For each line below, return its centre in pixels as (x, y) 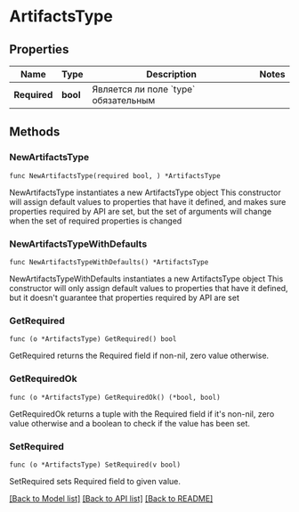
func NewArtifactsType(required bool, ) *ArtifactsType (115, 175)
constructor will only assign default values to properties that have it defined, (149, 288)
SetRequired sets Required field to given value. (95, 481)
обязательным (124, 100)
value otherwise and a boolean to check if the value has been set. (130, 423)
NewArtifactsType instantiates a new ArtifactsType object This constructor (145, 192)
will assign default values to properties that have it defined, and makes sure (148, 201)
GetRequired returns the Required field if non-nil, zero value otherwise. (139, 356)
